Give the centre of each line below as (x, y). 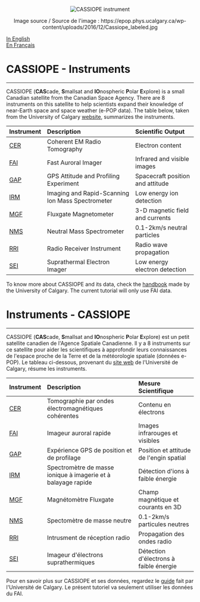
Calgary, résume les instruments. (47, 368)
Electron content (158, 145)
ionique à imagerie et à (79, 475)
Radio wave (151, 245)
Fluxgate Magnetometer (80, 214)
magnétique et (159, 499)
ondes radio (155, 541)
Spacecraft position (162, 176)
